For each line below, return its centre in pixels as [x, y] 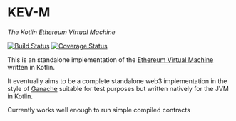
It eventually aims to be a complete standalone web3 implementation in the [117, 81]
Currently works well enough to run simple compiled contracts [99, 110]
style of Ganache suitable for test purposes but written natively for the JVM [118, 88]
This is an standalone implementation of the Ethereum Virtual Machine [111, 59]
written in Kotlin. [31, 67]
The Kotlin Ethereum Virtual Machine [61, 32]
